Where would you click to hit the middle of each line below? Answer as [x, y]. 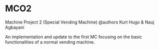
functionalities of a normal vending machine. [50, 42]
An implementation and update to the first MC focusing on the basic [74, 37]
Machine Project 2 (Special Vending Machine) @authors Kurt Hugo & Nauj [80, 22]
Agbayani [15, 27]
